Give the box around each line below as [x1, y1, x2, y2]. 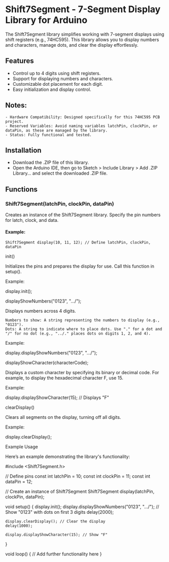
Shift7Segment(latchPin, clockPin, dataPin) [5, 200, 114, 207]
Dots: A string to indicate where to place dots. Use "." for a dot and [5, 326, 162, 332]
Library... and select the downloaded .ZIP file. [12, 170, 108, 176]
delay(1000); [5, 523, 33, 528]
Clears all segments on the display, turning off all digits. [5, 414, 121, 420]
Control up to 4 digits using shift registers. [12, 70, 101, 76]
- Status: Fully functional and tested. [5, 132, 92, 138]
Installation [5, 146, 42, 154]
